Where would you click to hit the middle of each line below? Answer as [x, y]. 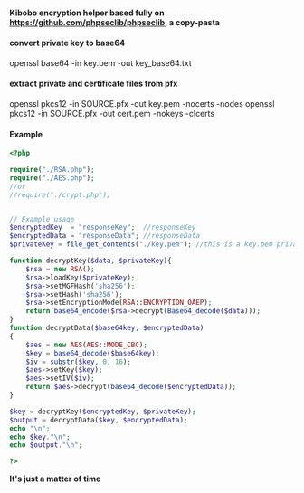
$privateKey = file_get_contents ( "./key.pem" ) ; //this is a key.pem [141, 244]
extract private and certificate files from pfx [94, 84]
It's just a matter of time [55, 479]
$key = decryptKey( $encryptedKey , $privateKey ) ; [103, 412]
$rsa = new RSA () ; [60, 269]
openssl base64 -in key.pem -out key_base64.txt [100, 62]
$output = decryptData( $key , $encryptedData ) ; [99, 420]
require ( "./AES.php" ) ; [52, 178]
